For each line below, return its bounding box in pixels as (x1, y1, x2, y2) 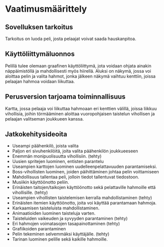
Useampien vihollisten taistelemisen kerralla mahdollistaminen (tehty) (12, 195, 152, 201)
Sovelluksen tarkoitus (5, 23, 73, 31)
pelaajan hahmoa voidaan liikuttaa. (5, 78, 75, 84)
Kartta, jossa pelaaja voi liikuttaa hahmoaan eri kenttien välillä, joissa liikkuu (5, 105, 157, 111)
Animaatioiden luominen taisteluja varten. (12, 210, 95, 216)
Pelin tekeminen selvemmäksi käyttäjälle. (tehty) (12, 231, 110, 237)
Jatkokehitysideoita (5, 130, 68, 139)
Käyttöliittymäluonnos (5, 50, 75, 58)
